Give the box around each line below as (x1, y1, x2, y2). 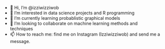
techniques (9, 26, 33, 32)
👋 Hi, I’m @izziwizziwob (9, 5, 59, 10)
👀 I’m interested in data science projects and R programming (9, 10, 135, 16)
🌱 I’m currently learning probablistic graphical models (9, 15, 120, 21)
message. (9, 39, 30, 44)
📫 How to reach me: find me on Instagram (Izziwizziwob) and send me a (9, 31, 160, 37)
